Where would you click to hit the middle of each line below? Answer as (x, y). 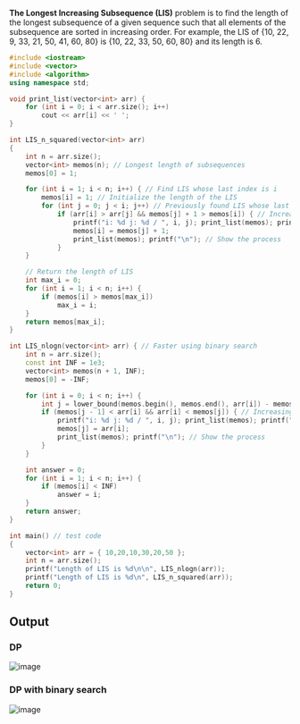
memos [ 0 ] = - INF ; (58, 379)
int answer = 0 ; (56, 470)
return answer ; (54, 511)
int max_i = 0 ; (54, 281)
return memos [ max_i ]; (65, 322)
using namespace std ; (50, 83)
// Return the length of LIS (79, 272)
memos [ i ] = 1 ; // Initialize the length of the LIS (140, 198)
